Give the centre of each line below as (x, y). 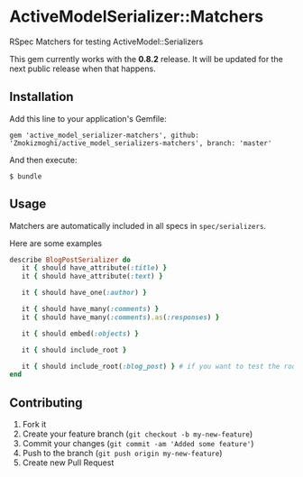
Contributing (46, 403)
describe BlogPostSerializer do (70, 260)
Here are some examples (55, 243)
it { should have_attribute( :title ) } (94, 268)
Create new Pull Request (68, 463)
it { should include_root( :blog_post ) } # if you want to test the (151, 366)
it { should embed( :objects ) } (80, 334)
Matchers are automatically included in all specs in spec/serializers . (138, 225)
